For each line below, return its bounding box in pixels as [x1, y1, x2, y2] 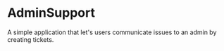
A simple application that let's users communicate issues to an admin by [7, 28, 217, 36]
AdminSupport [7, 5, 95, 21]
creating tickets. [7, 35, 54, 43]
